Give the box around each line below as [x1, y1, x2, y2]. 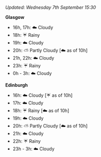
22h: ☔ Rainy [12, 138, 41, 144]
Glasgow [5, 14, 24, 20]
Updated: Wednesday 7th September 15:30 [5, 5, 96, 10]
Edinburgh [5, 82, 28, 88]
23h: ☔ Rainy [12, 63, 41, 68]
